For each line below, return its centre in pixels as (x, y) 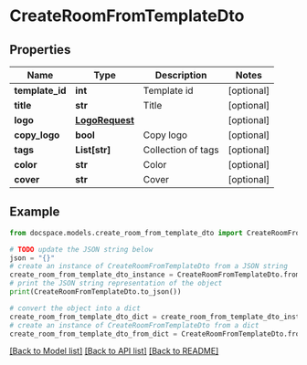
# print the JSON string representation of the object (116, 284)
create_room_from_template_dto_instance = (91, 275)
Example (35, 212)
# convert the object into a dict (75, 308)
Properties (40, 50)
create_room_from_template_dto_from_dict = (94, 334)
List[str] (93, 150)
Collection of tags (181, 150)
